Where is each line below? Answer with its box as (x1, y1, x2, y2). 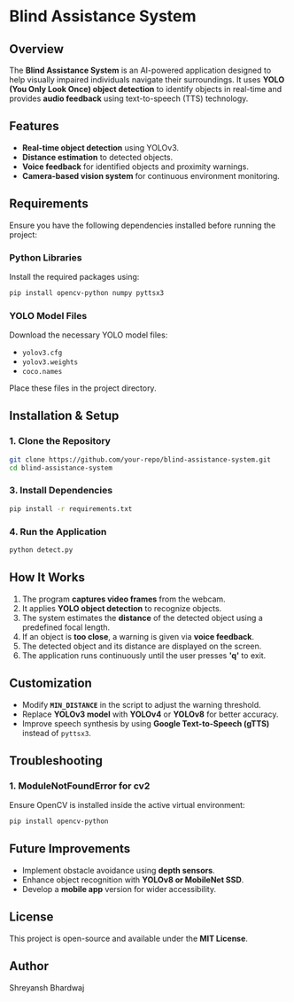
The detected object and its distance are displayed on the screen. (21, 641, 262, 651)
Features (9, 119, 59, 134)
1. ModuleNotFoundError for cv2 (9, 780, 151, 792)
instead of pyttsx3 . (21, 727, 91, 738)
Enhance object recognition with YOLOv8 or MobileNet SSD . (21, 874, 244, 885)
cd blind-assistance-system (9, 463, 113, 472)
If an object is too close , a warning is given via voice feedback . (21, 631, 255, 641)
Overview (9, 42, 65, 57)
